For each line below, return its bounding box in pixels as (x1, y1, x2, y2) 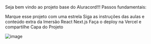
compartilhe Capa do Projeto (5, 24, 63, 30)
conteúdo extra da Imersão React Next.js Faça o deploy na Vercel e (5, 19, 142, 24)
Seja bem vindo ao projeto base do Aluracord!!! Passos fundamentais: (5, 4, 147, 10)
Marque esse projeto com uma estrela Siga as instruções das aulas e (5, 14, 145, 19)
